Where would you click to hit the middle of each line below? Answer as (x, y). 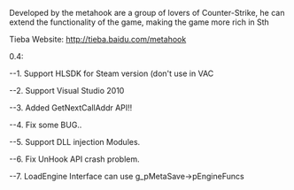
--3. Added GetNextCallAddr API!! (71, 108)
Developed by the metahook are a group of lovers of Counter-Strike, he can (147, 13)
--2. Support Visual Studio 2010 (67, 91)
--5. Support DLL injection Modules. (75, 142)
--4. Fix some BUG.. (46, 125)
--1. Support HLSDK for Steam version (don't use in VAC (112, 73)
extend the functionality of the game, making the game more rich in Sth (139, 22)
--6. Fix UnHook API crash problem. (74, 159)
